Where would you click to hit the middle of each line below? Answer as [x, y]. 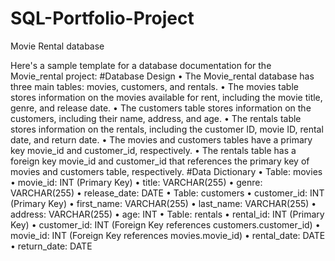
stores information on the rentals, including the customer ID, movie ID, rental [167, 129]
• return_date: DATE [51, 246]
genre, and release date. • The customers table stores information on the [161, 108]
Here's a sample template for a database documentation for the [141, 65]
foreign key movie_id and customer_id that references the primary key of [160, 161]
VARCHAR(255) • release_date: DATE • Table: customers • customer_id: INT [167, 193]
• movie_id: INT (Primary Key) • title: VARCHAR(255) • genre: [136, 182]
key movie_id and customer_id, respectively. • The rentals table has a [153, 150]
